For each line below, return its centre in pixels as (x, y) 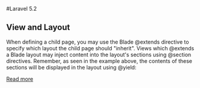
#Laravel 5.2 (22, 9)
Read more (20, 79)
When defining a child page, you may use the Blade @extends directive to (98, 42)
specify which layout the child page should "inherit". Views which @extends (100, 48)
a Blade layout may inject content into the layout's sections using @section (99, 54)
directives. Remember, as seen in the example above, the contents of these (99, 61)
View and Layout (38, 27)
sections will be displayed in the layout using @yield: (71, 67)
